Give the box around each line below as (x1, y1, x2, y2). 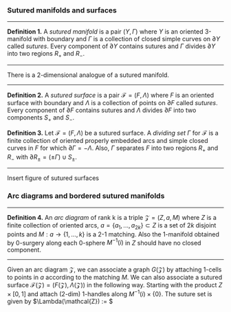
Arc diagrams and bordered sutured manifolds (7, 191, 165, 201)
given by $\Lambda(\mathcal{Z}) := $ (7, 297, 113, 305)
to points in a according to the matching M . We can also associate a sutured (7, 274, 223, 282)
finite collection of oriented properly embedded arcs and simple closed (7, 136, 208, 144)
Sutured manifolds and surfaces (7, 5, 117, 15)
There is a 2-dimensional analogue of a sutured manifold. (7, 71, 170, 79)
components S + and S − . (7, 113, 75, 123)
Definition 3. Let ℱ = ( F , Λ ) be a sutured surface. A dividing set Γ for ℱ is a (7, 129, 219, 137)
